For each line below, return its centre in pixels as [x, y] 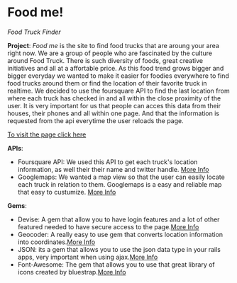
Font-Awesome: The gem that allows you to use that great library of [116, 264]
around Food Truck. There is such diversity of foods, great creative [105, 60]
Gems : [17, 205]
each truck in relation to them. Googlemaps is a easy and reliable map [120, 184]
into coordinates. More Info [56, 242]
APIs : [15, 148]
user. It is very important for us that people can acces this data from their [114, 105]
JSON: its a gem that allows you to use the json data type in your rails [119, 249]
